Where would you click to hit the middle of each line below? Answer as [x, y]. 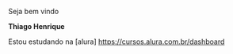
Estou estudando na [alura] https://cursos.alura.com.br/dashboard [116, 41]
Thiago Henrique [36, 26]
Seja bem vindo [34, 11]
